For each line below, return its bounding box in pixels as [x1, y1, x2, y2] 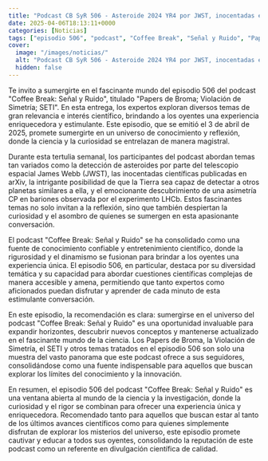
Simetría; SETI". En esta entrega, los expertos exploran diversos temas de [8, 102, 250, 112]
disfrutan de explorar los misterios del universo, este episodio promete [8, 427, 241, 436]
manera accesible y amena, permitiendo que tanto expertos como [8, 277, 225, 287]
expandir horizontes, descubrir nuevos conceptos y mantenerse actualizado [8, 326, 259, 336]
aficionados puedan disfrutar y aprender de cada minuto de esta [8, 286, 221, 295]
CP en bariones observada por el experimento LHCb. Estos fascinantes [8, 194, 242, 203]
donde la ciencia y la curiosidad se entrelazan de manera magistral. [8, 136, 230, 146]
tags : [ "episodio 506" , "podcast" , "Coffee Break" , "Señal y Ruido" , [8, 33, 245, 42]
